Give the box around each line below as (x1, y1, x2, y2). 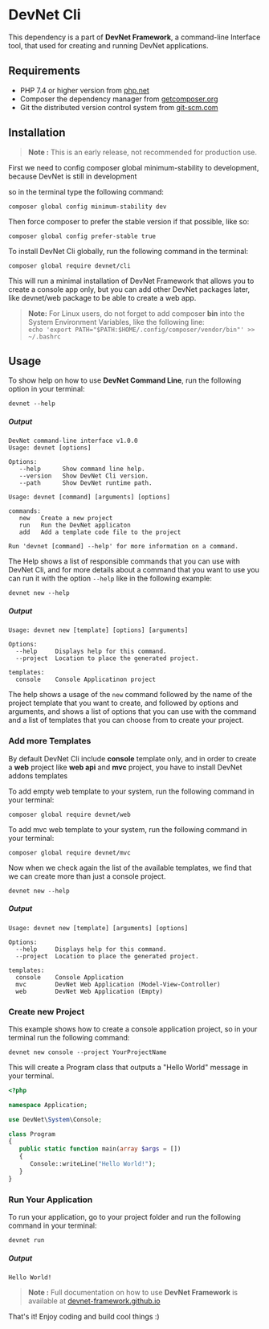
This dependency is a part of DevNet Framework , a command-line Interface (8, 32, 261, 42)
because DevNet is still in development (8, 171, 137, 181)
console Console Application (15, 973, 124, 982)
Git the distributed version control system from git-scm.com (19, 102, 218, 112)
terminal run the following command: (8, 1032, 130, 1042)
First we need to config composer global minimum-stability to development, (8, 162, 259, 172)
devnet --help (8, 400, 56, 408)
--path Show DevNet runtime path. (18, 479, 153, 487)
